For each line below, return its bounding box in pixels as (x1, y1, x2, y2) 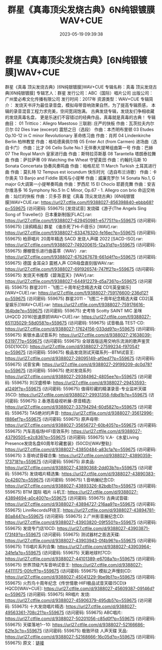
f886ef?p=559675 (5, 416, 42, 422)
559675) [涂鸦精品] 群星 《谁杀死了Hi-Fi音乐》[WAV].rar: (5, 223, 118, 229)
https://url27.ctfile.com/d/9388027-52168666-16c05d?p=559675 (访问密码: (5, 633, 156, 639)
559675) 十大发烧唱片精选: (11, 603, 65, 609)
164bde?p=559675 (5, 308, 43, 313)
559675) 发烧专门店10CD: (5, 525, 56, 531)
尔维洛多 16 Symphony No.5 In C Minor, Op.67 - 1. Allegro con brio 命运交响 (5, 187, 155, 193)
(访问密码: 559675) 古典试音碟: (67, 495, 129, 501)
